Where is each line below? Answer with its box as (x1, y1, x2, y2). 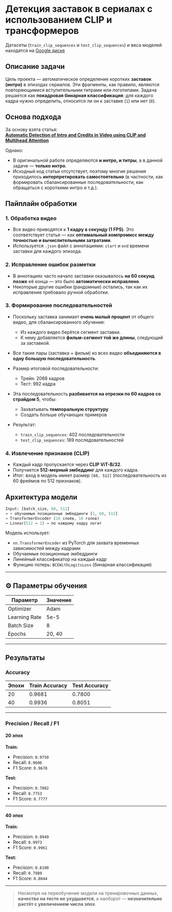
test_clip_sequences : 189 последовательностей (20, 437, 124, 443)
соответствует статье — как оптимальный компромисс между (12, 232, 155, 238)
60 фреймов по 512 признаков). (12, 478, 82, 484)
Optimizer (8, 605, 32, 612)
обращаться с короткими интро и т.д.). (12, 184, 98, 191)
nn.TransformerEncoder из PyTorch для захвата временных (12, 540, 139, 546)
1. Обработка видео (5, 214, 57, 221)
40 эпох (5, 812, 24, 818)
